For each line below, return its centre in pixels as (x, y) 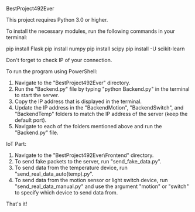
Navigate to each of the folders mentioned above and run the (88, 126)
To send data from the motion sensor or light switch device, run (91, 180)
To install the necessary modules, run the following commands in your (91, 31)
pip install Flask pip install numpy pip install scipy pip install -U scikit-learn (96, 49)
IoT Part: (16, 144)
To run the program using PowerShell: (52, 71)
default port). (30, 120)
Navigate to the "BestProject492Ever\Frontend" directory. (84, 155)
